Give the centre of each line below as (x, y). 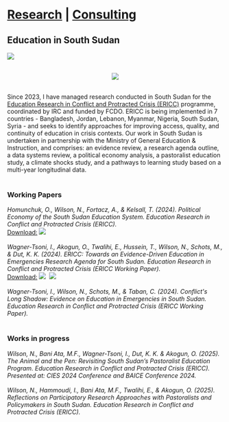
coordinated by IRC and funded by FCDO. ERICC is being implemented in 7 (112, 111)
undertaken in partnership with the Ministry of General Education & (101, 140)
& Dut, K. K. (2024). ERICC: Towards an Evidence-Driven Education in (106, 255)
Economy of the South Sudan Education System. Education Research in (109, 217)
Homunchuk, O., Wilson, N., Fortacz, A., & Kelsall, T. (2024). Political (104, 210)
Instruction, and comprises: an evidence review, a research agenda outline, (113, 148)
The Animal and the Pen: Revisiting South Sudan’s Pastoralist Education (109, 361)
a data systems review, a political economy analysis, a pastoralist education (114, 155)
